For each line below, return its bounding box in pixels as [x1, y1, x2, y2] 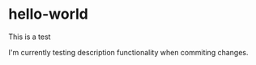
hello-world [8, 5, 89, 24]
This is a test [8, 32, 51, 41]
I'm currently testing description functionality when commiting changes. [8, 47, 249, 57]
